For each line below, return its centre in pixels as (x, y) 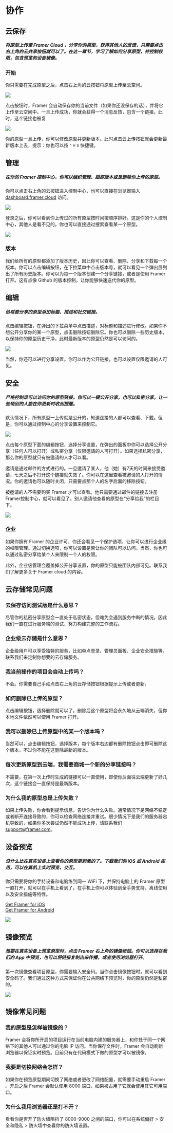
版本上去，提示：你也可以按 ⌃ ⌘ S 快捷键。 (54, 145)
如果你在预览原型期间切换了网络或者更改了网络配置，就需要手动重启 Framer (85, 1079)
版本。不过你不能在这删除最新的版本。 (50, 750)
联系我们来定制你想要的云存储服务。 (44, 657)
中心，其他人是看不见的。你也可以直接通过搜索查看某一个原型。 (73, 225)
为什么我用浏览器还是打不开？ (42, 1107)
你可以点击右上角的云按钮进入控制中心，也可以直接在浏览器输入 (73, 191)
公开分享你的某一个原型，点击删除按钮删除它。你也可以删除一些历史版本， (88, 332)
